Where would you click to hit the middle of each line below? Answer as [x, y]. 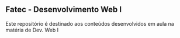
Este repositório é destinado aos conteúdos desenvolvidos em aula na [90, 23]
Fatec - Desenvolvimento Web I [64, 10]
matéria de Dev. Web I [32, 30]
